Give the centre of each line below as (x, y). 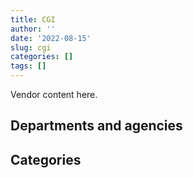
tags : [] (28, 66)
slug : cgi (31, 47)
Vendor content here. (54, 94)
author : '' (33, 29)
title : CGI (33, 19)
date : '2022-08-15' (51, 38)
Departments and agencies (96, 126)
